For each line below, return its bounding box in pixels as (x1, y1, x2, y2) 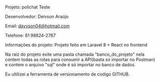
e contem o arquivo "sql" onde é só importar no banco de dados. (5, 62, 136, 67)
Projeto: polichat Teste (5, 4, 50, 10)
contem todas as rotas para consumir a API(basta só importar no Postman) (5, 57, 155, 62)
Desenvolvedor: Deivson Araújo (5, 14, 69, 19)
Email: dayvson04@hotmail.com (5, 23, 70, 29)
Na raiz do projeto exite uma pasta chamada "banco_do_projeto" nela (5, 51, 145, 57)
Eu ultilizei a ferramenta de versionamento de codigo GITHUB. (5, 71, 130, 77)
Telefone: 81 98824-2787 (5, 33, 56, 38)
